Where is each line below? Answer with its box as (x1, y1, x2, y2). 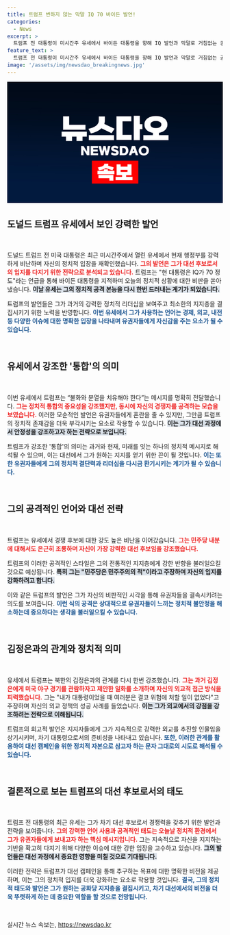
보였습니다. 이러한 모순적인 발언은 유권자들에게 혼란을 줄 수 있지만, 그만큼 (7, 410, 203, 419)
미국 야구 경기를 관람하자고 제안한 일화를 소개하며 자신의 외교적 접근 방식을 (25, 684, 222, 693)
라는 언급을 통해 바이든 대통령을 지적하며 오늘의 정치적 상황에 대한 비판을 (15, 277, 209, 285)
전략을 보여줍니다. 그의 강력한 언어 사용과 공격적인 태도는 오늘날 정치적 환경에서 (7, 827, 217, 835)
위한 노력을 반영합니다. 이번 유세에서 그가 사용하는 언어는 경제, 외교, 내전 (30, 308, 222, 316)
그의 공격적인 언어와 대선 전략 (7, 503, 124, 515)
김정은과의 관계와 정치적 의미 (7, 643, 122, 655)
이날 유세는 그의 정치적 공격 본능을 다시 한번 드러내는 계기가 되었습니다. (32, 285, 220, 294)
